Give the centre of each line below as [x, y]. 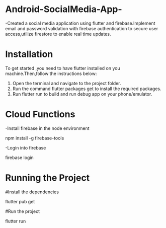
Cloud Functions [40, 115]
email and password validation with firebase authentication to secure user [82, 28]
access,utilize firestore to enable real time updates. [58, 34]
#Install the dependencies [32, 192]
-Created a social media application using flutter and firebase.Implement [80, 23]
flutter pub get [20, 201]
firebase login [19, 158]
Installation [29, 54]
